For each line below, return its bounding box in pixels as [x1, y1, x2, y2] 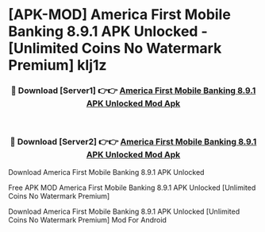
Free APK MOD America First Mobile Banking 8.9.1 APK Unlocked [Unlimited [8, 183, 256, 192]
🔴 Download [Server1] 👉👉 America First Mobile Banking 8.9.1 [10, 85, 256, 96]
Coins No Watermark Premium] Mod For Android [8, 215, 167, 224]
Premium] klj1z [8, 56, 107, 75]
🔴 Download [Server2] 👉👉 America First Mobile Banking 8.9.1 [10, 137, 257, 148]
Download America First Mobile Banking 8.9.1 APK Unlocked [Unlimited [8, 207, 240, 216]
